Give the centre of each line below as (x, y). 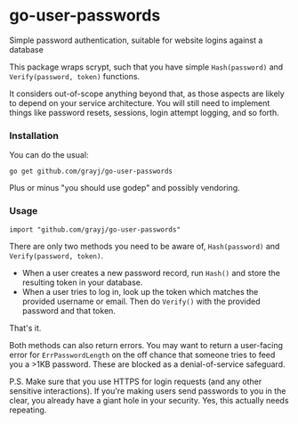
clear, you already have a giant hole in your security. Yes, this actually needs (149, 400)
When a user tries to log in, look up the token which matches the (140, 291)
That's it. (25, 328)
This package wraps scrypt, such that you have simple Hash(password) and (146, 67)
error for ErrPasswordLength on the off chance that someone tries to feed (142, 355)
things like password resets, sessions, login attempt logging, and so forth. (144, 112)
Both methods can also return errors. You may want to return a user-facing (146, 345)
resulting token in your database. (82, 282)
